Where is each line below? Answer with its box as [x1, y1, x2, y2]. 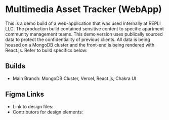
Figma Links [5, 90, 45, 99]
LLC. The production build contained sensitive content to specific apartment [5, 25, 164, 31]
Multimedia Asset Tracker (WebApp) [5, 4, 162, 15]
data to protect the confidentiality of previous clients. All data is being [5, 36, 150, 43]
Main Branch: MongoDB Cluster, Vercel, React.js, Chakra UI [12, 75, 137, 82]
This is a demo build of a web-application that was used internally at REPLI [5, 20, 161, 26]
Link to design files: [12, 103, 54, 109]
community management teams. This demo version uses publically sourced [5, 31, 163, 37]
